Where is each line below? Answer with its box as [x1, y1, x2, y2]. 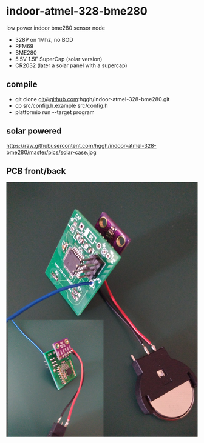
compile [6, 79, 38, 90]
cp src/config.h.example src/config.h [15, 102, 108, 109]
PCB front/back [6, 165, 66, 176]
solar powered [6, 126, 62, 136]
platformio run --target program [15, 108, 95, 116]
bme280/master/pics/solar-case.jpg [6, 148, 97, 156]
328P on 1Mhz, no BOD [15, 36, 74, 43]
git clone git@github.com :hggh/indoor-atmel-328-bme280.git [15, 95, 170, 102]
